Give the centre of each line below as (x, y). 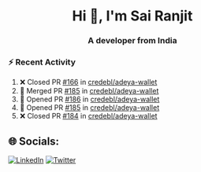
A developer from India (132, 41)
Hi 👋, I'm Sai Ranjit (132, 16)
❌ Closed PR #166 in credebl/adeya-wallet (88, 82)
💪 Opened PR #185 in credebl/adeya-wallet (89, 108)
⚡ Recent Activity (42, 62)
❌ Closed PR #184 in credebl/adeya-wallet (88, 116)
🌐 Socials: (34, 141)
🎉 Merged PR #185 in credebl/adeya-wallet (89, 91)
